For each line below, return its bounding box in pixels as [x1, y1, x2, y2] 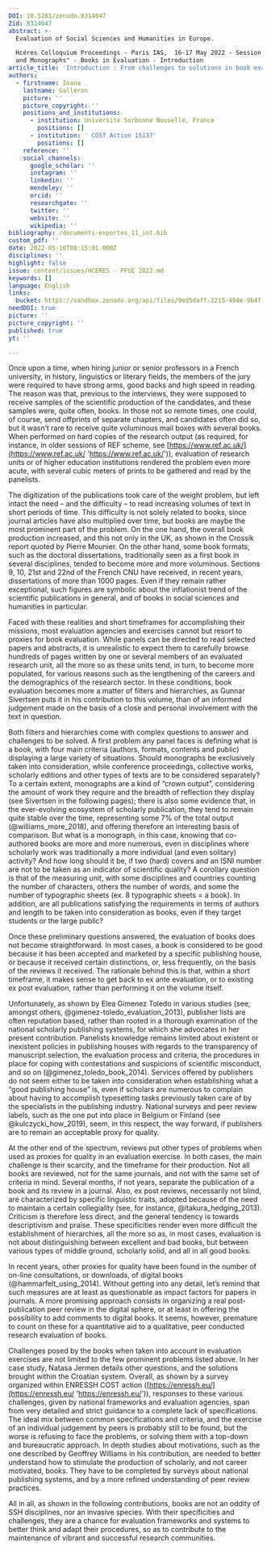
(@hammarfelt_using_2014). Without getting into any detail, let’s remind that [8, 1279, 261, 1288]
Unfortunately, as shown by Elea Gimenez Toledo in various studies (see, [8, 998, 251, 1009]
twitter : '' [29, 207, 70, 215]
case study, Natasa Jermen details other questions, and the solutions [8, 1363, 239, 1373]
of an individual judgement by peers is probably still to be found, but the [8, 1423, 248, 1433]
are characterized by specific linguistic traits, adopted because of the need [8, 1195, 258, 1204]
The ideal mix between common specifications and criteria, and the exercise [8, 1414, 262, 1425]
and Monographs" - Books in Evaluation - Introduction [15, 57, 204, 65]
